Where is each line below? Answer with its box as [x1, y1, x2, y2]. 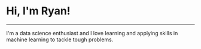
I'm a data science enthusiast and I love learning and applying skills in [6, 29, 178, 36]
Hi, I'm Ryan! [6, 4, 71, 18]
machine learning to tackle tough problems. [6, 36, 114, 43]
